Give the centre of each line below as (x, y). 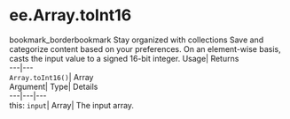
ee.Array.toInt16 (71, 15)
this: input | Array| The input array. (72, 105)
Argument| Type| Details (54, 86)
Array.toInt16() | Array (51, 77)
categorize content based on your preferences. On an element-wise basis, (145, 48)
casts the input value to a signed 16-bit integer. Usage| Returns (124, 58)
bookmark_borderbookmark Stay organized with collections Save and (137, 40)
